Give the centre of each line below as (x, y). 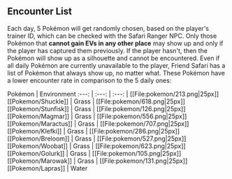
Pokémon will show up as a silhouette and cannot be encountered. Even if (114, 58)
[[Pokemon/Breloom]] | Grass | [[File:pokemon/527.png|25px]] (97, 138)
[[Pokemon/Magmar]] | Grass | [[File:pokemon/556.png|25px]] (97, 116)
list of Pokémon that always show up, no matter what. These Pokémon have (116, 73)
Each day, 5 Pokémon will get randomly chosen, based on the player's (108, 28)
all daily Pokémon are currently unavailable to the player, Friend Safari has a (116, 65)
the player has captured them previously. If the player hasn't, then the (108, 50)
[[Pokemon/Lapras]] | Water (48, 168)
